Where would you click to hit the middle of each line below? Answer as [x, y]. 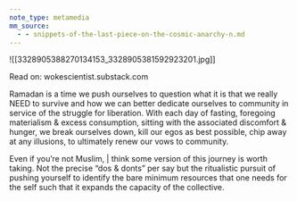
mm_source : [29, 26]
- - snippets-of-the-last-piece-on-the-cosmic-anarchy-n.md [131, 34]
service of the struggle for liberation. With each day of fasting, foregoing [143, 113]
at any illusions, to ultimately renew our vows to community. [119, 142]
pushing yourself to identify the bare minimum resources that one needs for [148, 178]
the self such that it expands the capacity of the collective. [117, 188]
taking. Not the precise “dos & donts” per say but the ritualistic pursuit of [143, 168]
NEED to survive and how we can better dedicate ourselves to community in [149, 104]
